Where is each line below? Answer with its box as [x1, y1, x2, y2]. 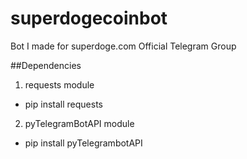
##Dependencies [10, 59, 82, 71]
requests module [24, 78, 95, 91]
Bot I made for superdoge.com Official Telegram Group [10, 40, 237, 52]
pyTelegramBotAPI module [24, 117, 135, 129]
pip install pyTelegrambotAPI [24, 137, 143, 149]
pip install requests [24, 98, 103, 110]
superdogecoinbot [10, 7, 168, 30]
